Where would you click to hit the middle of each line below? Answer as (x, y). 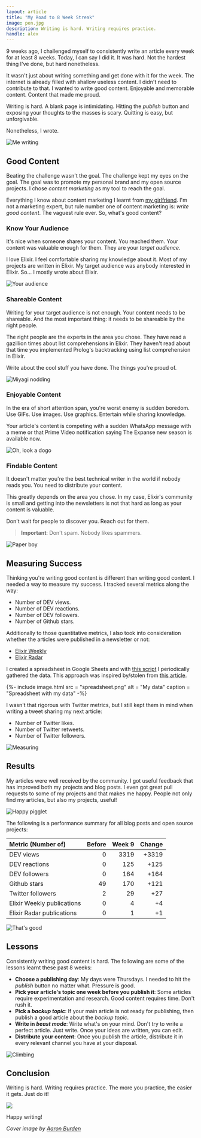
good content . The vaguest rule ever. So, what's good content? (84, 212)
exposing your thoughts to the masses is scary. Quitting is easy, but (90, 113)
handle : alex (22, 34)
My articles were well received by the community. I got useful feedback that (100, 780)
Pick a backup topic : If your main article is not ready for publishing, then (104, 1011)
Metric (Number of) (37, 844)
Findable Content (32, 466)
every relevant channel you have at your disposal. (76, 1043)
